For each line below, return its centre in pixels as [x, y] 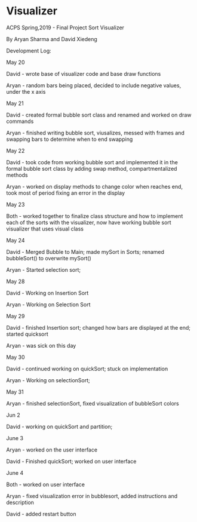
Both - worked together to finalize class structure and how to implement [95, 216]
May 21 [15, 103]
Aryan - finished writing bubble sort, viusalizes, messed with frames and [96, 133]
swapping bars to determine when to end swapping [70, 139]
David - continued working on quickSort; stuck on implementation [87, 369]
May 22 [16, 151]
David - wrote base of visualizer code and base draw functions [84, 73]
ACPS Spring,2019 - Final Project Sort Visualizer [65, 27]
